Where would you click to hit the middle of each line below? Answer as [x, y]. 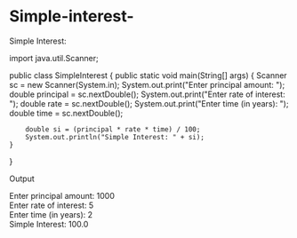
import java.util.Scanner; [54, 58]
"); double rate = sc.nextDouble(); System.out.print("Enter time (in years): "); [149, 103]
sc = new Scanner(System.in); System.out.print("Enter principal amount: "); [147, 84]
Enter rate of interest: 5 [52, 205]
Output [22, 178]
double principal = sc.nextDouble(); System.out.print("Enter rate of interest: [148, 94]
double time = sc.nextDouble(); [66, 113]
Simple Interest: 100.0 [49, 224]
